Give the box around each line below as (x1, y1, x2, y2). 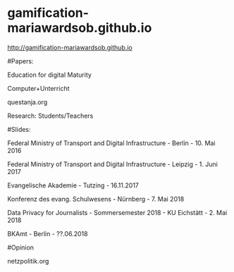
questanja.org (7, 97, 48, 106)
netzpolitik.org (7, 256, 49, 265)
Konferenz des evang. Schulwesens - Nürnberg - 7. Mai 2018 (7, 194, 185, 203)
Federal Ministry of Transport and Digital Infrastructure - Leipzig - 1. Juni (7, 160, 218, 168)
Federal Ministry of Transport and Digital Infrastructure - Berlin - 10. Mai (7, 139, 216, 147)
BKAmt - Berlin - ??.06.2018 (7, 229, 88, 237)
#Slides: (7, 125, 31, 133)
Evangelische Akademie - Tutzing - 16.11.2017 (7, 181, 140, 190)
